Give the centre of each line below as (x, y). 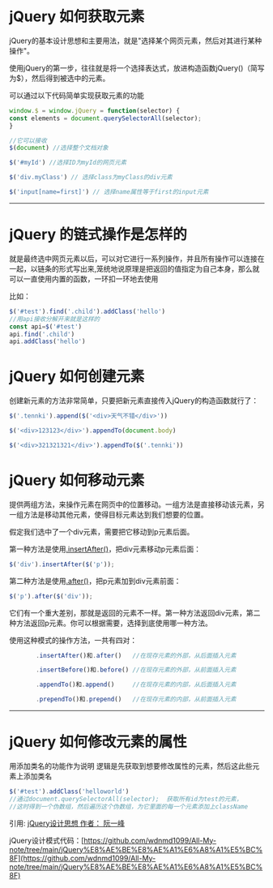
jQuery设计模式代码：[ (47, 840)
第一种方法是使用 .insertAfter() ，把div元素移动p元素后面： (105, 549)
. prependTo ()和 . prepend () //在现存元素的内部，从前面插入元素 (136, 699)
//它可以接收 (28, 140)
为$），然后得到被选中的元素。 (60, 78)
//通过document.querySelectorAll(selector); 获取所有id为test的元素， (126, 799)
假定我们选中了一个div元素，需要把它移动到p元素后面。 (102, 531)
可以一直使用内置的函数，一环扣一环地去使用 (84, 279)
